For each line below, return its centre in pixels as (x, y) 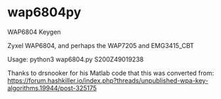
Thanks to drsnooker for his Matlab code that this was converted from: (111, 73)
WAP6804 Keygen (34, 32)
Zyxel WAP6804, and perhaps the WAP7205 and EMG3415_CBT (101, 45)
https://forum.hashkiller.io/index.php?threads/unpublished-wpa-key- (108, 80)
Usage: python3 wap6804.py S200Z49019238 (76, 59)
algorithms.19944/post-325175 (52, 88)
